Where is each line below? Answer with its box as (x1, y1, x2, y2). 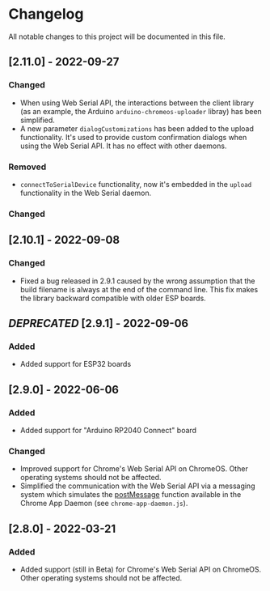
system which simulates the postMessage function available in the (19, 490, 242, 500)
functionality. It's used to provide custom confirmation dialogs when (19, 132, 247, 142)
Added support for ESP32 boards (19, 359, 132, 369)
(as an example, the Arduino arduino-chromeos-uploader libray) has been (19, 106, 263, 116)
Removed (8, 161, 47, 172)
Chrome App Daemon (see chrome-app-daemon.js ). (19, 499, 188, 508)
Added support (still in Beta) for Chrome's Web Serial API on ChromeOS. (19, 564, 262, 574)
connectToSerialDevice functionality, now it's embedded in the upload (19, 179, 252, 189)
